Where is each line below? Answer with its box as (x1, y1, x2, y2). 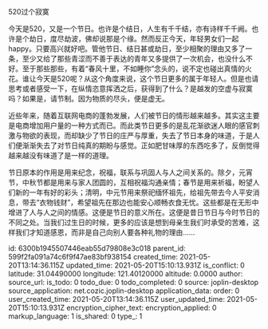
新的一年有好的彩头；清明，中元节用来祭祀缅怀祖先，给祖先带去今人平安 (14, 188, 253, 197)
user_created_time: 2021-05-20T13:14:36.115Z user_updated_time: (8, 295, 226, 303)
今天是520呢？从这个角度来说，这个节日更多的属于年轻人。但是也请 (35, 74, 259, 83)
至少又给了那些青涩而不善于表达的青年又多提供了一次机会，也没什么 (22, 54, 246, 63)
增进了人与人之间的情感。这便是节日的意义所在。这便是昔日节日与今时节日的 (8, 208, 260, 217)
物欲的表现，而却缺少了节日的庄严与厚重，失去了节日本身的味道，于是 (22, 131, 253, 140)
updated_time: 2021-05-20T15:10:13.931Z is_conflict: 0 (65, 260, 245, 270)
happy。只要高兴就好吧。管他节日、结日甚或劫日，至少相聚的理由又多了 (8, 44, 246, 54)
